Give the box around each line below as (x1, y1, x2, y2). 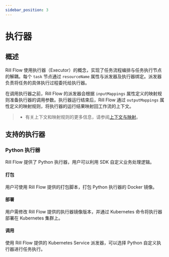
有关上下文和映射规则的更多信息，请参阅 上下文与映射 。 (25, 114, 141, 120)
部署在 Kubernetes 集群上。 (5, 215, 63, 221)
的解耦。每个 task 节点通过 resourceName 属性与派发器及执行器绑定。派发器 (5, 73, 162, 79)
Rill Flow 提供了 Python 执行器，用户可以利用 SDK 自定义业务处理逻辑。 (5, 159, 155, 165)
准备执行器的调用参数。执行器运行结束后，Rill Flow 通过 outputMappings (9, 97, 159, 103)
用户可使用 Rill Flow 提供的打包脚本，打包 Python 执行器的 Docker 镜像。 (5, 183, 157, 190)
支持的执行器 (5, 130, 46, 139)
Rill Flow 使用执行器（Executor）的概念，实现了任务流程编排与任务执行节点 (5, 67, 162, 73)
